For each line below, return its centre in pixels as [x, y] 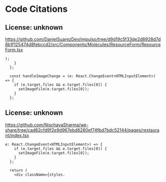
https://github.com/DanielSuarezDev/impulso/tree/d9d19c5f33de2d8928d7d [83, 39]
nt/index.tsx [17, 135]
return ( [19, 170]
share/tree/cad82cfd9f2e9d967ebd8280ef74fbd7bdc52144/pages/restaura [82, 130]
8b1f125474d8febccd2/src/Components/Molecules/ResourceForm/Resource [83, 45]
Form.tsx [14, 50]
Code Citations [36, 9]
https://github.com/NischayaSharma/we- [47, 125]
